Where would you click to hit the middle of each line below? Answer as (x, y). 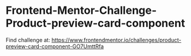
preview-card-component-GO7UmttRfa (55, 46)
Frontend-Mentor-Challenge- (81, 11)
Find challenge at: (28, 40)
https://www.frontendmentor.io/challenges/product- (116, 40)
